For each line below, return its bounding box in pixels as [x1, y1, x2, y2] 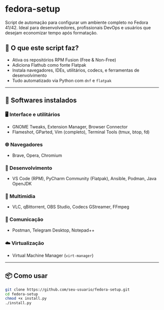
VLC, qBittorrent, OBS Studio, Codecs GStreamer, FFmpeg [12, 204, 129, 210]
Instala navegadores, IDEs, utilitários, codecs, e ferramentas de [12, 67, 140, 73]
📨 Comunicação [5, 216, 44, 223]
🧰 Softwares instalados [5, 96, 77, 105]
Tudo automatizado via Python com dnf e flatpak [12, 77, 112, 83]
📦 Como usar [5, 272, 48, 280]
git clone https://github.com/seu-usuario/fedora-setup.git [5, 287, 130, 292]
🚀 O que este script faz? [5, 44, 79, 52]
